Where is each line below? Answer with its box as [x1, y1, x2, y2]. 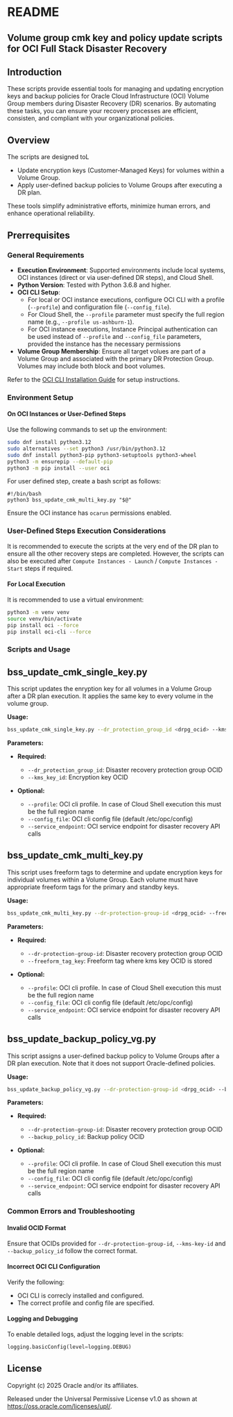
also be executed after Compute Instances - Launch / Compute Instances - [7, 556, 218, 565]
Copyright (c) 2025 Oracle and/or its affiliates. [7, 1381, 139, 1389]
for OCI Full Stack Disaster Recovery [7, 42, 168, 54]
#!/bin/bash [7, 490, 42, 497]
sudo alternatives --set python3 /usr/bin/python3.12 [7, 445, 166, 452]
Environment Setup [7, 392, 74, 402]
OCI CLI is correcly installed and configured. [17, 1291, 144, 1300]
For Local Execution [7, 580, 66, 588]
